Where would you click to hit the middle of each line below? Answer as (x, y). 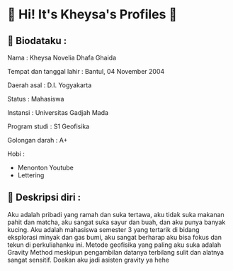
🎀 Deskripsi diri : (44, 198)
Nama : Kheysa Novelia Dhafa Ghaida (62, 57)
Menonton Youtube (46, 167)
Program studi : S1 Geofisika (49, 126)
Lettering (31, 175)
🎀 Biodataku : (37, 41)
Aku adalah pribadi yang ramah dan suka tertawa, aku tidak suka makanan (116, 214)
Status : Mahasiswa (36, 99)
